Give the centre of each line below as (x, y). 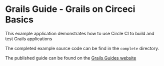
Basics (19, 20)
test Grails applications (29, 39)
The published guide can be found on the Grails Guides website (71, 58)
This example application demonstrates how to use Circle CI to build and (80, 33)
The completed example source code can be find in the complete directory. (82, 48)
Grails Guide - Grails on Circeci (70, 9)
